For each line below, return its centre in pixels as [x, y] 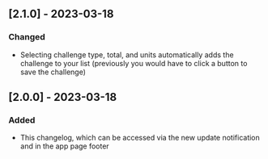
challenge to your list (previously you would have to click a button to [134, 63]
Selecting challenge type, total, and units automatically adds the [127, 54]
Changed [27, 37]
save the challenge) [53, 72]
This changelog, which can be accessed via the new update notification [140, 138]
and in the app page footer [64, 146]
